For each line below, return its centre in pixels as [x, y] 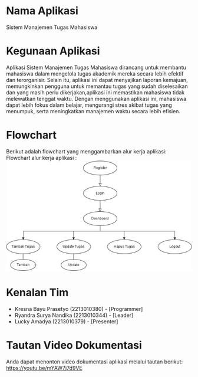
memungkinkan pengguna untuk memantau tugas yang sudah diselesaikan [97, 86]
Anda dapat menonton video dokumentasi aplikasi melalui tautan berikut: [95, 362]
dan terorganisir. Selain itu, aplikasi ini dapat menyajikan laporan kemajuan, [97, 80]
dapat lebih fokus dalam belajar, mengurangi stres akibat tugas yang [89, 105]
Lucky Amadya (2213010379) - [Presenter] [66, 321]
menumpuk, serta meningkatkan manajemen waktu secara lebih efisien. [93, 111]
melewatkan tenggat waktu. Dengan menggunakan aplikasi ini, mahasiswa [96, 99]
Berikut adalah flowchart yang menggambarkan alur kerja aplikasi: [86, 151]
